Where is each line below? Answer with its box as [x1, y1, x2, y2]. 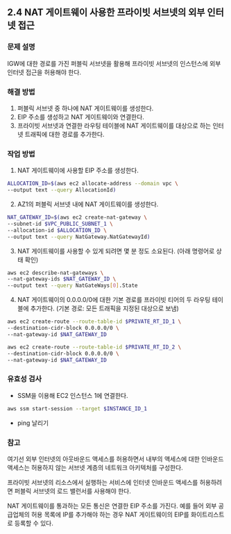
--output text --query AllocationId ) [7, 187, 117, 194]
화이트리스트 [190, 510, 225, 519]
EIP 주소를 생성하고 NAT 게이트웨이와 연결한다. [17, 112, 144, 121]
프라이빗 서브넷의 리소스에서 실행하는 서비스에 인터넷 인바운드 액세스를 [7, 478, 198, 486]
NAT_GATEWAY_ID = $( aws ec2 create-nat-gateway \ [7, 214, 148, 221]
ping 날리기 [17, 419, 49, 427]
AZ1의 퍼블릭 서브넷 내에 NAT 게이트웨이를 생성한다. [17, 200, 159, 208]
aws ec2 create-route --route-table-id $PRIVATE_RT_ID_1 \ [7, 318, 182, 325]
